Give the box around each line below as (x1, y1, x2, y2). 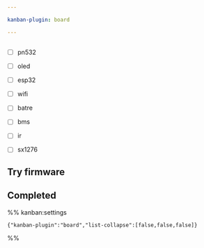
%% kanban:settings (7, 208, 68, 216)
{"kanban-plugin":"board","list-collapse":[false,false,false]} (7, 222, 198, 229)
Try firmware (7, 166, 65, 178)
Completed (7, 190, 57, 201)
